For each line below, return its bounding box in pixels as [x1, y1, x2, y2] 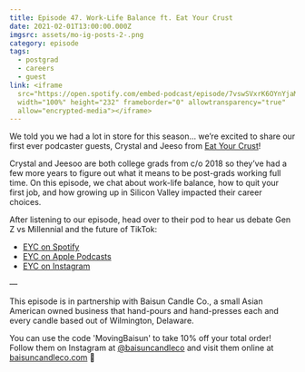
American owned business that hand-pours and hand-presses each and [9, 306, 280, 317]
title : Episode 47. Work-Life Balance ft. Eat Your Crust [9, 13, 233, 23]
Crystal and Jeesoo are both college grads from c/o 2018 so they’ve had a [9, 158, 288, 169]
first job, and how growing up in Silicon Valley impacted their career [9, 187, 262, 198]
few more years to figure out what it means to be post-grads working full [9, 168, 281, 179]
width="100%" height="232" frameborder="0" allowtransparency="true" [17, 97, 286, 107]
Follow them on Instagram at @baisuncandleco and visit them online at [9, 342, 274, 354]
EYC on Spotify [22, 241, 80, 252]
